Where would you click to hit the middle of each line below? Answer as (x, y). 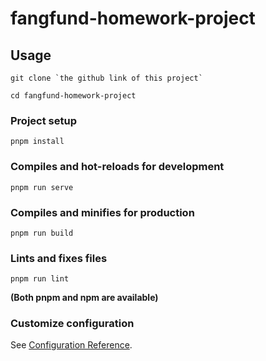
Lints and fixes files (59, 258)
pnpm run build (42, 233)
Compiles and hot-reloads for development (117, 167)
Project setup (43, 120)
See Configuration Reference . (71, 345)
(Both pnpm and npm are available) (84, 298)
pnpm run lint (40, 279)
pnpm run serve (42, 187)
